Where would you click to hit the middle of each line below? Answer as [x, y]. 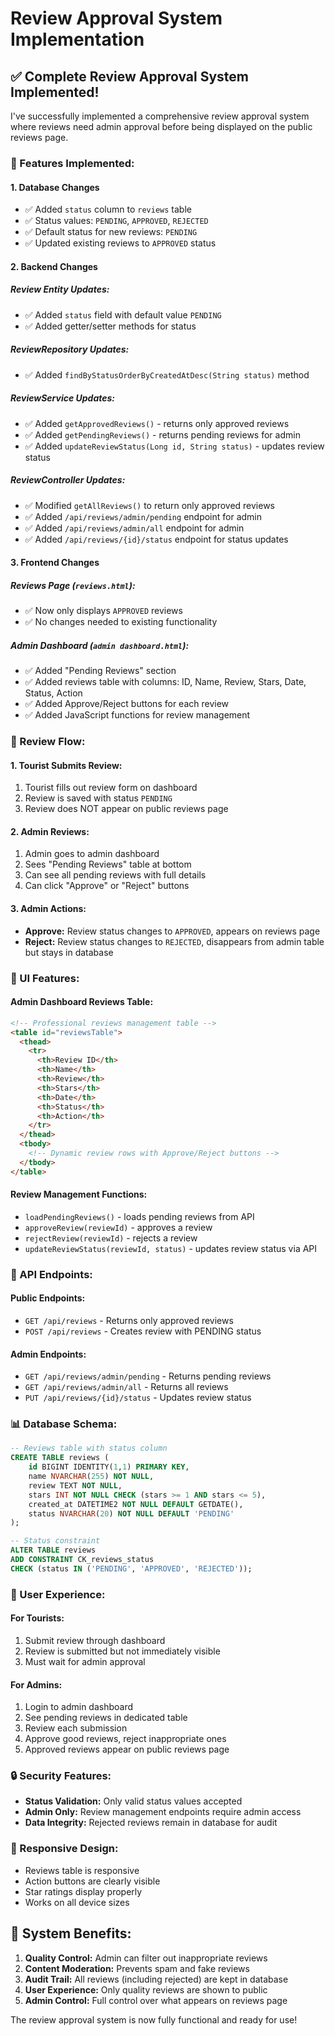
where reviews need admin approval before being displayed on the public [161, 126]
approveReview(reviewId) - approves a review [118, 1227]
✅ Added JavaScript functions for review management [137, 715]
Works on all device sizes [77, 1902]
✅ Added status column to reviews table [108, 209]
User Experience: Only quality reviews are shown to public [146, 1989]
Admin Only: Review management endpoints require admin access [163, 1812]
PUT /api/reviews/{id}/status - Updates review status [138, 1398]
